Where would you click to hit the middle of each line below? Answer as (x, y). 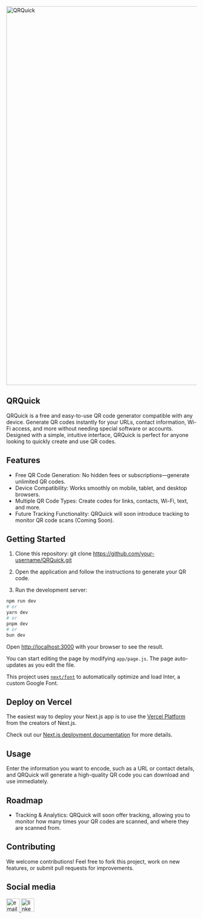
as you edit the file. (52, 665)
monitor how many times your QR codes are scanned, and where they (102, 821)
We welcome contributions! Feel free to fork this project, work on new (93, 861)
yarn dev (17, 613)
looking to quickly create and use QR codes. (61, 441)
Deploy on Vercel (39, 702)
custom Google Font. (32, 683)
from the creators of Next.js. (41, 723)
